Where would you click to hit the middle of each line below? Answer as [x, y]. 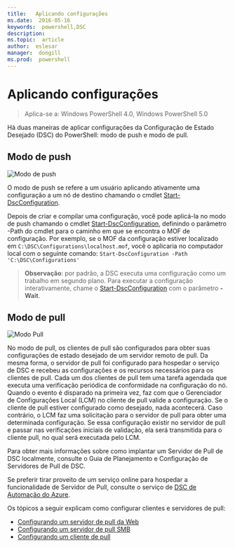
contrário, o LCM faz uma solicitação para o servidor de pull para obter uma [117, 415]
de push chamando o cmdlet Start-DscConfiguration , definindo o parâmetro [117, 223]
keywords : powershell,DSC [47, 27]
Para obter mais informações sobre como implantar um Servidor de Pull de [115, 451]
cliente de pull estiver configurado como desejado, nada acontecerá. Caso [115, 407]
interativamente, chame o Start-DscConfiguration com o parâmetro [121, 288]
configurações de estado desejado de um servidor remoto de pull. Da [108, 355]
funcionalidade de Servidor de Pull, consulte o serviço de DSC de [102, 487]
